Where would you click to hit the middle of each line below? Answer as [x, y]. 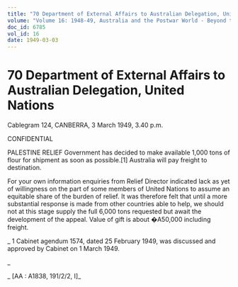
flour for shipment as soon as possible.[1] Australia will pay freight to [107, 160]
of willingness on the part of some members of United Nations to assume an [119, 189]
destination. [24, 168]
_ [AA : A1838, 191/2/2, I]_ [44, 276]
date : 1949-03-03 [33, 40]
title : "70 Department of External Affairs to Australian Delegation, [114, 14]
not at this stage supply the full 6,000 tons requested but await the [104, 212]
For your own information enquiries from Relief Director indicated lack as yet [119, 181]
